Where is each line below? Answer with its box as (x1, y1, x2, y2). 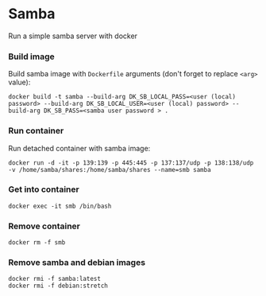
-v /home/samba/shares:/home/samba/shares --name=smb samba (8, 166, 212, 173)
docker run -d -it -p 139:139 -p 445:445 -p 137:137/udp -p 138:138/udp (8, 158, 254, 167)
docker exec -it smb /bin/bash (8, 202, 112, 210)
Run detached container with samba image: (8, 143, 151, 153)
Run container (8, 125, 64, 136)
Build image (8, 51, 56, 62)
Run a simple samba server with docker (8, 31, 137, 41)
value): (8, 77, 31, 88)
